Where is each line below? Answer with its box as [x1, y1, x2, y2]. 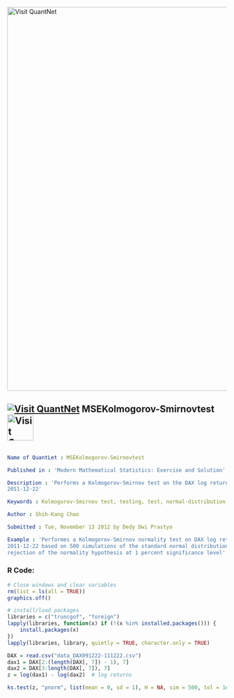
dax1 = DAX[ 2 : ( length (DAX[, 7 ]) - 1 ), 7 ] [7, 658, 130, 666]
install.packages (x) [19, 627, 79, 634]
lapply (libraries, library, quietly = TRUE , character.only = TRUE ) [7, 639, 210, 646]
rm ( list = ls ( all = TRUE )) [7, 588, 86, 595]
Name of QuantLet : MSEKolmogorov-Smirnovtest [7, 454, 145, 461]
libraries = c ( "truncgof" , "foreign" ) [7, 614, 120, 621]
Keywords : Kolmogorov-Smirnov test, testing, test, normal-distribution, [7, 498, 229, 505]
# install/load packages [7, 607, 79, 614]
